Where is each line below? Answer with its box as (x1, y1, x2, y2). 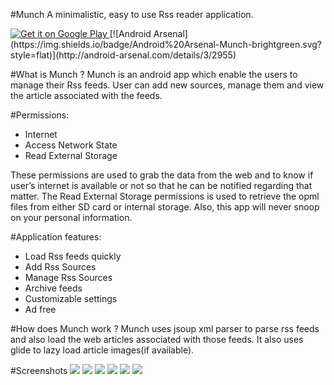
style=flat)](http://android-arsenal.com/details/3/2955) (10, 49, 237, 61)
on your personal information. (10, 212, 133, 223)
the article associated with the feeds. (10, 90, 163, 101)
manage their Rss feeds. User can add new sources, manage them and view (10, 79, 325, 91)
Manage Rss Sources (24, 272, 113, 283)
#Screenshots (10, 365, 68, 376)
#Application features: (10, 231, 102, 243)
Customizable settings (24, 293, 118, 304)
